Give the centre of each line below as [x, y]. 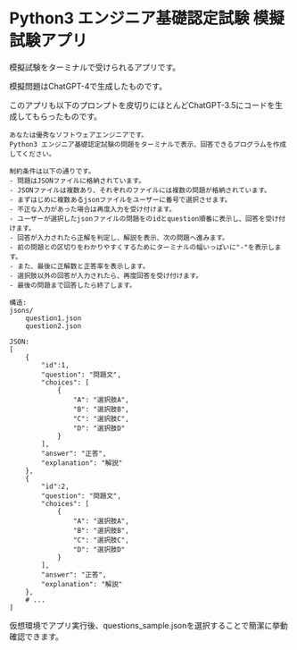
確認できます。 [37, 637]
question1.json [54, 318]
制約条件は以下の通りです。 [52, 171]
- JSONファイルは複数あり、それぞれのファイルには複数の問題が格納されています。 [140, 190]
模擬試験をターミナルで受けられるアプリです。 [95, 67]
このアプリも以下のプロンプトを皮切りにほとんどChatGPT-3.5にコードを [142, 105]
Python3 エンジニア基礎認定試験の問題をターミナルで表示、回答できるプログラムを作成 [148, 144]
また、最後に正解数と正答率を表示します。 [83, 266]
